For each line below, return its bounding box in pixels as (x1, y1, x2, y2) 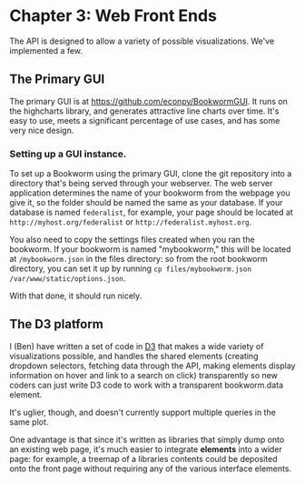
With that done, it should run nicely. (9, 290, 143, 301)
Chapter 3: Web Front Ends (9, 5, 218, 26)
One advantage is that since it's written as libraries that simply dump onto (9, 434, 285, 445)
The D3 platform (9, 317, 104, 332)
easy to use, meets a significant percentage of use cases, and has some (9, 115, 280, 126)
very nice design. (9, 125, 74, 136)
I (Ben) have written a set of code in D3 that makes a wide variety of (9, 340, 264, 351)
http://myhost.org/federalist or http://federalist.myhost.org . (9, 216, 252, 227)
